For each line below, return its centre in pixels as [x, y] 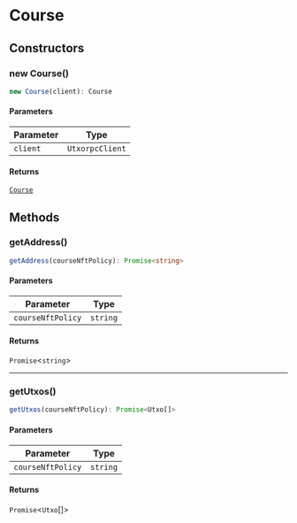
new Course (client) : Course [61, 91]
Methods [34, 217]
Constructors [47, 48]
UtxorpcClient [96, 148]
